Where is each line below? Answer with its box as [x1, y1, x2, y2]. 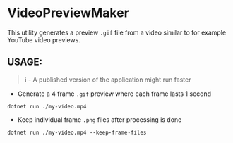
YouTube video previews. [7, 35, 81, 44]
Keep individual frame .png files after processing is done [17, 115, 182, 124]
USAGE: [7, 56, 43, 68]
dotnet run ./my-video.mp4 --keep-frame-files [7, 129, 147, 136]
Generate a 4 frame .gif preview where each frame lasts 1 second [17, 89, 212, 98]
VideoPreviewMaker [7, 5, 129, 21]
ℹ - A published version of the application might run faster [24, 75, 191, 84]
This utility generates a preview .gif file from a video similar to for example [7, 28, 227, 37]
